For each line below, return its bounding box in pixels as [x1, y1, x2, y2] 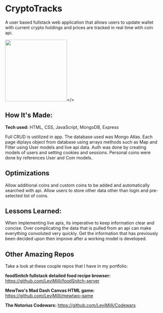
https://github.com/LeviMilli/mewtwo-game [5, 293, 93, 299]
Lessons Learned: [5, 207, 62, 215]
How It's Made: [5, 111, 53, 119]
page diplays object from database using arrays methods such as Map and [5, 139, 158, 145]
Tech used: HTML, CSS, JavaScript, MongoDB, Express [5, 124, 119, 130]
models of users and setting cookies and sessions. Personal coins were [5, 149, 151, 156]
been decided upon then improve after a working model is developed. [5, 235, 147, 242]
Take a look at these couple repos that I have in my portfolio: [5, 263, 128, 269]
